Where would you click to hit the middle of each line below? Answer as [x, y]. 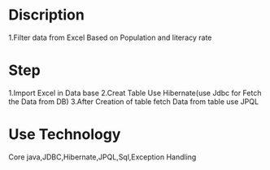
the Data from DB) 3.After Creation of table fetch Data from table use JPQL [133, 101]
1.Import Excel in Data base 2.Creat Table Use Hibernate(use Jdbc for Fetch [135, 93]
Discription [47, 15]
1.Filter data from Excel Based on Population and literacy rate [110, 37]
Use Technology [65, 135]
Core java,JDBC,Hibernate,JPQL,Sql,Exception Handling [102, 157]
